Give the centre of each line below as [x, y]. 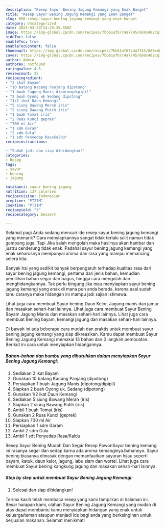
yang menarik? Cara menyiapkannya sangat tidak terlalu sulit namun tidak [80, 238]
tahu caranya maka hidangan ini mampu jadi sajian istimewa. [67, 294]
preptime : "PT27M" [24, 201]
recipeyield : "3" [23, 210]
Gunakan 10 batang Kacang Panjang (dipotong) [60, 379]
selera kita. [17, 259]
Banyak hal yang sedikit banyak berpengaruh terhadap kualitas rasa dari [78, 268]
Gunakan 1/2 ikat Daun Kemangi [45, 394]
